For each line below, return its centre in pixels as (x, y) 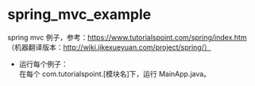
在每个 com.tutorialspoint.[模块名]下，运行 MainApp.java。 (115, 73)
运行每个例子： (43, 64)
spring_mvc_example (79, 15)
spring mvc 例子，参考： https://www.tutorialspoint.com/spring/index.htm (127, 37)
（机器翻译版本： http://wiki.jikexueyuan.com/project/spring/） (109, 47)
